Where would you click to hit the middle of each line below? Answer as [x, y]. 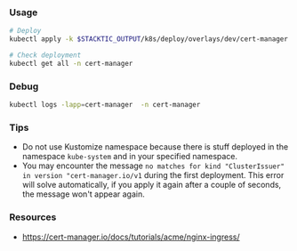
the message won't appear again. [83, 194]
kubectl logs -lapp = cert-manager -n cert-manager [105, 105]
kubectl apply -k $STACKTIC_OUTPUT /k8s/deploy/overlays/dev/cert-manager [149, 39]
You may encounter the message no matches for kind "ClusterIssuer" [153, 166]
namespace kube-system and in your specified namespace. [130, 157]
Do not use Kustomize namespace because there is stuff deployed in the [155, 147]
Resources [33, 217]
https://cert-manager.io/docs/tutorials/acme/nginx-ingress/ [131, 237]
